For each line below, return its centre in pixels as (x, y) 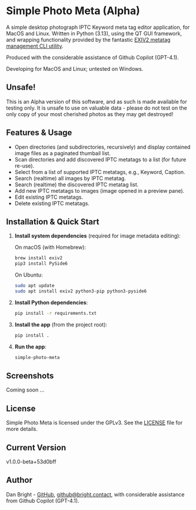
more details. (22, 429)
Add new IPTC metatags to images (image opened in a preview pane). (99, 190)
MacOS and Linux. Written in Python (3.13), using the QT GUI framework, (94, 33)
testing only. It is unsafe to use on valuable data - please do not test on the (97, 108)
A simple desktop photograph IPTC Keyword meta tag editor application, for (98, 27)
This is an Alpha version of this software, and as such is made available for (97, 101)
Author (19, 480)
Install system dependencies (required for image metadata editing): (97, 236)
